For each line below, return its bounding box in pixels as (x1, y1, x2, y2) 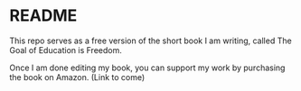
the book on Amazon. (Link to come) (9, 71, 146, 82)
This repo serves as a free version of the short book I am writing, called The (9, 35, 292, 46)
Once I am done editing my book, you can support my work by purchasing (9, 62, 286, 73)
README (9, 5, 78, 26)
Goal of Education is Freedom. (9, 44, 122, 55)
